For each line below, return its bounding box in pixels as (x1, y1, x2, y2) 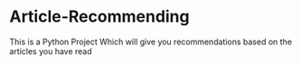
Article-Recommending (9, 6, 190, 27)
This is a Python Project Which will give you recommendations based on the (9, 36, 292, 47)
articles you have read (9, 45, 92, 56)
